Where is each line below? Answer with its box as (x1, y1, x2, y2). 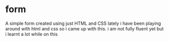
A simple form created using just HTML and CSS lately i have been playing (5, 20, 161, 26)
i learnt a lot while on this (5, 31, 58, 37)
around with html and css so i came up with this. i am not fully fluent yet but (5, 25, 164, 31)
